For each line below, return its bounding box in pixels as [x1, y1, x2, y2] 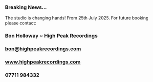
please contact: [5, 20, 37, 26]
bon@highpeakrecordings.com [5, 45, 81, 52]
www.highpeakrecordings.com [5, 59, 81, 65]
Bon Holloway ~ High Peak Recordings [5, 32, 98, 39]
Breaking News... [5, 4, 47, 11]
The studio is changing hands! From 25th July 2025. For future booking [5, 15, 149, 21]
